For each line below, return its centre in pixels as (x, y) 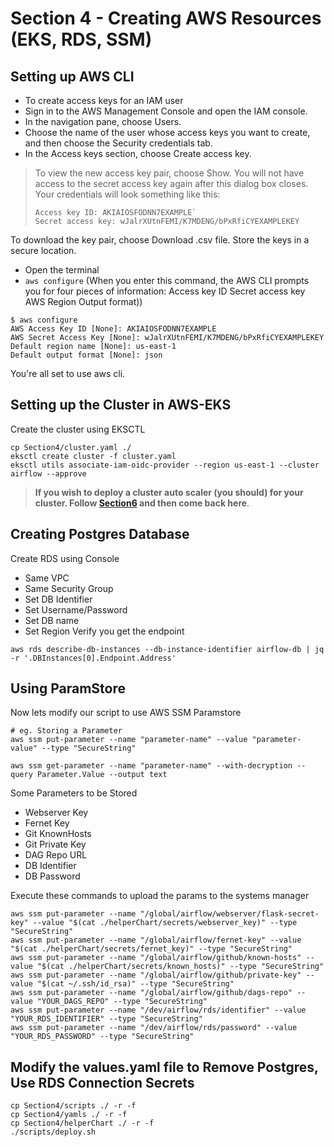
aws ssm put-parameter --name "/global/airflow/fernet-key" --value (156, 940)
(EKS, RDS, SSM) (81, 39)
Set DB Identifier (58, 599)
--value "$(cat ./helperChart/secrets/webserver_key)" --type (165, 923)
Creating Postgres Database (100, 534)
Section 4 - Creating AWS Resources (166, 18)
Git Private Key (55, 844)
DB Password (52, 876)
